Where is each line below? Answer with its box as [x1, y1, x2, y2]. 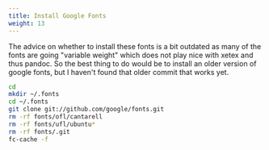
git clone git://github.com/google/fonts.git [8, 106, 164, 114]
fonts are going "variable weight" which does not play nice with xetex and [8, 50, 254, 60]
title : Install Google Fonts [8, 11, 107, 20]
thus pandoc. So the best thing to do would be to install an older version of [8, 58, 257, 69]
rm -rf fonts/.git [8, 127, 70, 135]
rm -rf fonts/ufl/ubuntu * [8, 120, 95, 128]
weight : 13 [8, 19, 45, 27]
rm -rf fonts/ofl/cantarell [8, 113, 103, 121]
